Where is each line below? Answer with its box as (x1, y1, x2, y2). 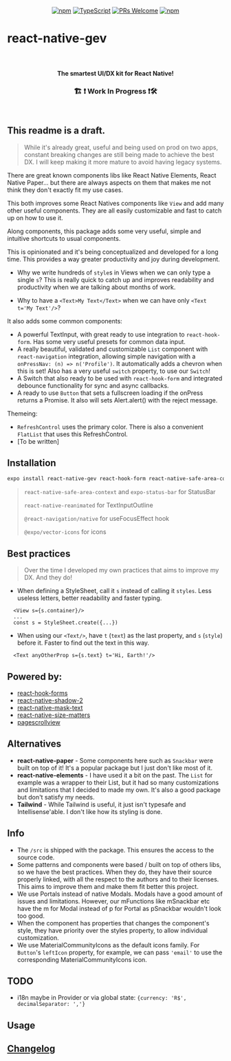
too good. (16, 912, 45, 920)
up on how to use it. (7, 213, 63, 222)
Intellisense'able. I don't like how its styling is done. (16, 807, 163, 815)
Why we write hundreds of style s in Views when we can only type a (16, 268, 211, 277)
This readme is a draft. (7, 125, 105, 137)
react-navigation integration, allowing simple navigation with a (16, 352, 196, 361)
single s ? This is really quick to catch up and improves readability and (16, 275, 214, 283)
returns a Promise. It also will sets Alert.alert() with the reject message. (16, 396, 218, 404)
